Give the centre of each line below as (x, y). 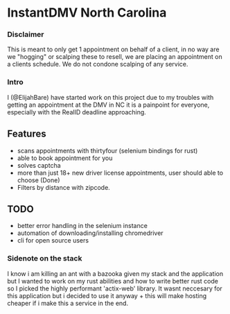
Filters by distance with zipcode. (64, 187)
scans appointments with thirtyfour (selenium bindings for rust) (107, 150)
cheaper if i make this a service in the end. (68, 303)
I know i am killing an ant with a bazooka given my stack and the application (115, 273)
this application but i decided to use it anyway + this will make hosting (107, 295)
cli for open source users (53, 241)
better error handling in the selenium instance (82, 226)
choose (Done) (38, 180)
